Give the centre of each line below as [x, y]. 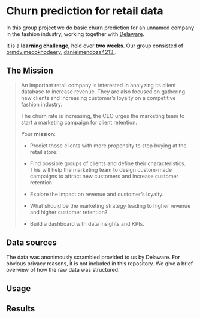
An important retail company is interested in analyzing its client [99, 85]
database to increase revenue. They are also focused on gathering [103, 92]
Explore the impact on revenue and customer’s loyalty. [97, 194]
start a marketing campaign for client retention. [79, 122]
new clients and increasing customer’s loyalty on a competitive [98, 98]
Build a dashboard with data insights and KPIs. [87, 223]
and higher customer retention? [69, 212]
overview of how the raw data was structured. [63, 269]
